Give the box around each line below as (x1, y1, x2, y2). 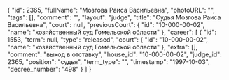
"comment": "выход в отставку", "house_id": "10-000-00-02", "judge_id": (7, 50, 222, 58)
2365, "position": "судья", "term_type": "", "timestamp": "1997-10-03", (7, 58, 210, 65)
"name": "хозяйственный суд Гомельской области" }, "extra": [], (7, 43, 198, 51)
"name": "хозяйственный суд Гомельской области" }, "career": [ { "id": (7, 28, 217, 36)
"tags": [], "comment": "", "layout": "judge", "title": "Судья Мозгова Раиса (7, 13, 221, 22)
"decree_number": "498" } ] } (7, 65, 92, 73)
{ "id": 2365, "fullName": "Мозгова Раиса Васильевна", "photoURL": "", (7, 6, 215, 14)
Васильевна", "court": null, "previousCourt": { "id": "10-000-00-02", (7, 21, 205, 29)
